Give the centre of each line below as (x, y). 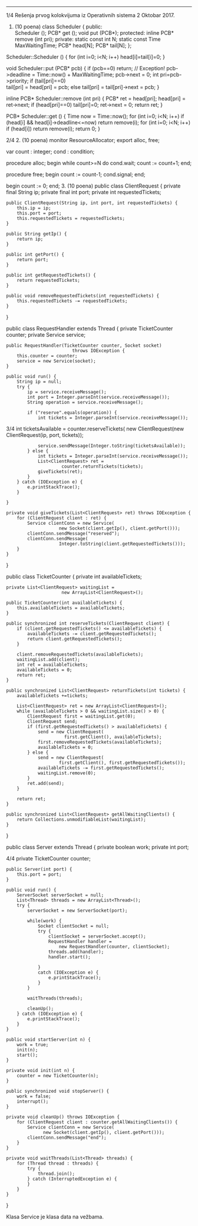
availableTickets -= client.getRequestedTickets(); (92, 634)
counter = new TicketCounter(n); (58, 1076)
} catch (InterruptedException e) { (72, 1179)
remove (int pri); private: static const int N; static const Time (88, 39)
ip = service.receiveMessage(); (67, 392)
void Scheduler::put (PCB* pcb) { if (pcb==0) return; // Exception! (86, 68)
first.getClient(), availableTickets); (113, 737)
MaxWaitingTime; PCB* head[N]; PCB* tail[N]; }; (73, 45)
